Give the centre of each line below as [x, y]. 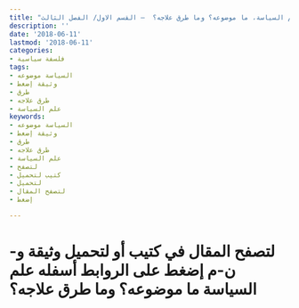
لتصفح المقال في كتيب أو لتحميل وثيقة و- [142, 251]
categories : [31, 51]
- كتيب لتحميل [36, 174]
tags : [19, 68]
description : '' [39, 26]
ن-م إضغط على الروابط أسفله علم [122, 270]
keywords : [28, 117]
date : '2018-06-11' [45, 34]
